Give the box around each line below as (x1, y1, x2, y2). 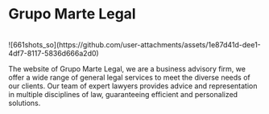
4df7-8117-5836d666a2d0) (8, 48, 99, 58)
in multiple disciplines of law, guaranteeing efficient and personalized (8, 89, 238, 99)
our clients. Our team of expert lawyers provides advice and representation (8, 81, 258, 91)
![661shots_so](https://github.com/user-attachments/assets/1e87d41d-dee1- (8, 39, 262, 49)
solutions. (8, 98, 41, 108)
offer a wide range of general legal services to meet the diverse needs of (8, 72, 251, 82)
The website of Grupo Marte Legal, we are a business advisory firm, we (8, 63, 246, 73)
